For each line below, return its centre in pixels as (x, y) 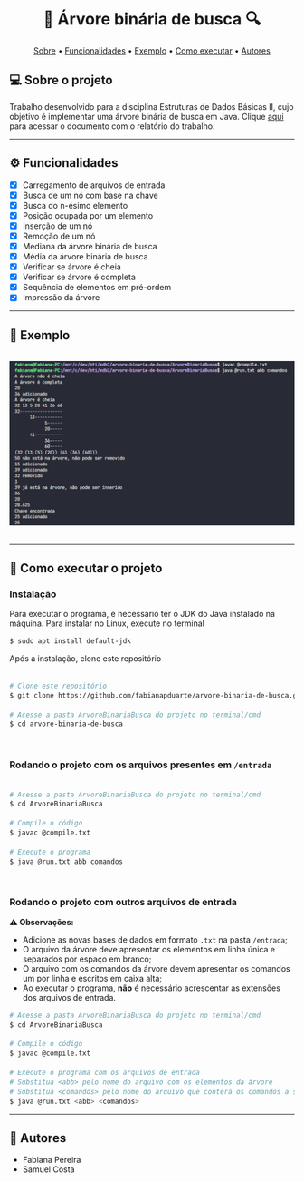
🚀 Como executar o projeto (86, 568)
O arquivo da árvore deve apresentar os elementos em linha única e (149, 949)
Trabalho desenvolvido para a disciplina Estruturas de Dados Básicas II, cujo (152, 106)
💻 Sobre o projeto (61, 80)
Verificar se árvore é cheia (72, 267)
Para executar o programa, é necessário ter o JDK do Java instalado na (142, 614)
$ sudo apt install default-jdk (70, 641)
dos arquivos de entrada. (69, 997)
